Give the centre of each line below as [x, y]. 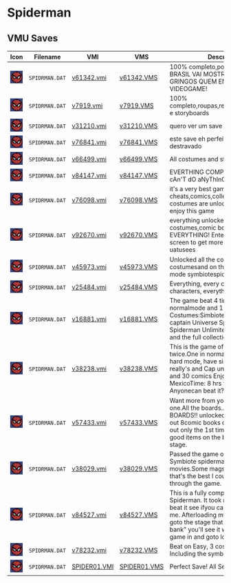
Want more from [192, 400]
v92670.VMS [139, 235]
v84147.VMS [139, 176]
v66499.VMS [139, 159]
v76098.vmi [89, 200]
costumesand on [193, 266]
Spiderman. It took [196, 500]
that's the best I [191, 476]
